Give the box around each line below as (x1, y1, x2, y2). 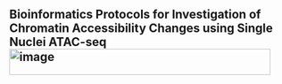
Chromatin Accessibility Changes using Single (9, 21, 274, 36)
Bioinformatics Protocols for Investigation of (9, 7, 261, 22)
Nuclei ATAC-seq (9, 34, 107, 50)
